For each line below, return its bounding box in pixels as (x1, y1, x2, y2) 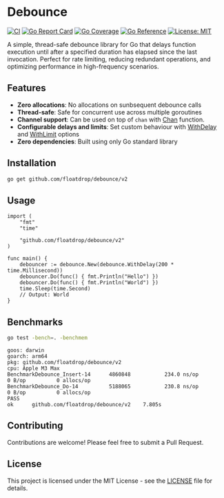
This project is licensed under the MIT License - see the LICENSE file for (7, 477, 212, 485)
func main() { (7, 255, 48, 262)
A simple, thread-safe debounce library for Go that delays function (7, 40, 196, 48)
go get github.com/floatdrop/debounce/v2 (7, 175, 128, 183)
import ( (7, 213, 32, 220)
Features (7, 82, 46, 94)
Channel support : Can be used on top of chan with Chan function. (17, 115, 205, 123)
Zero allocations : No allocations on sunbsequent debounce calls (17, 101, 202, 109)
